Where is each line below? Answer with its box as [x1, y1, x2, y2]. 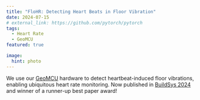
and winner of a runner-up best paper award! [6, 87, 118, 94]
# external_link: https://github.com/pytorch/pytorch [6, 20, 143, 26]
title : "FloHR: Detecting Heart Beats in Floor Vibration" [6, 8, 156, 15]
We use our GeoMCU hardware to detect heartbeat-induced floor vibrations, [6, 74, 194, 82]
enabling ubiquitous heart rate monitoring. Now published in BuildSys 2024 [6, 81, 191, 88]
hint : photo [11, 58, 42, 64]
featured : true [6, 42, 44, 48]
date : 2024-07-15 [6, 14, 50, 20]
